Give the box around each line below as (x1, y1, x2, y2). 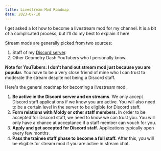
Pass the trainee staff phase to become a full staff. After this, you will (12, 135, 154, 141)
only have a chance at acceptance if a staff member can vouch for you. (12, 120, 157, 126)
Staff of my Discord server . (12, 50, 67, 55)
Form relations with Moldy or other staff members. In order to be (12, 109, 146, 115)
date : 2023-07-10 (5, 12, 41, 17)
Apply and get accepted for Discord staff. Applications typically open (12, 125, 154, 130)
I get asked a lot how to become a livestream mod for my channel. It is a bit (5, 25, 157, 31)
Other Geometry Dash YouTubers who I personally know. (12, 54, 127, 60)
